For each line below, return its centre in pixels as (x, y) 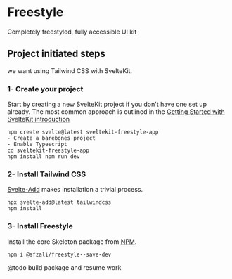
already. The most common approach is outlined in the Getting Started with (116, 112)
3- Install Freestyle (40, 226)
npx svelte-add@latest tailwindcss (59, 202)
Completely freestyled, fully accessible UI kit (72, 32)
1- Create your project (45, 89)
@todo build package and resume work (64, 267)
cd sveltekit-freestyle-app (49, 151)
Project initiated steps (56, 54)
